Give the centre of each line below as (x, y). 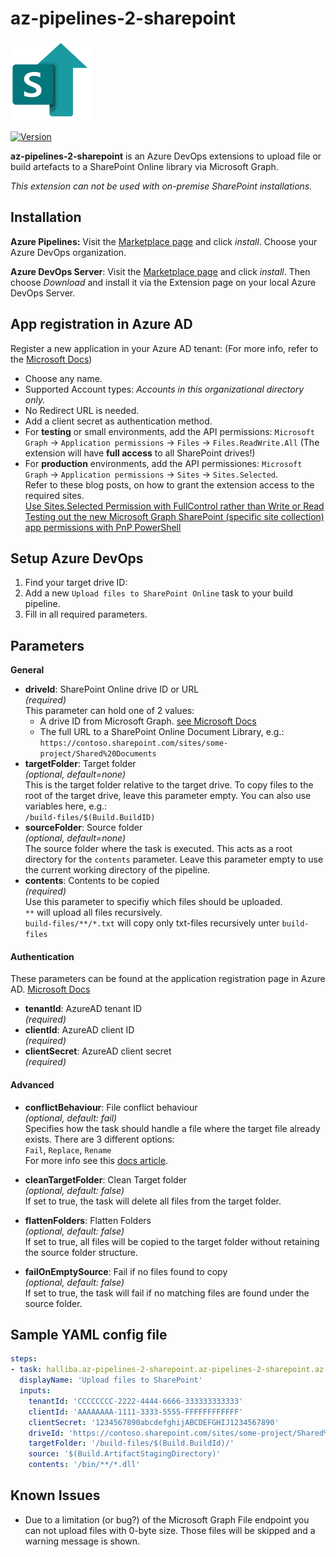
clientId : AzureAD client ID (79, 1030)
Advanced (32, 1084)
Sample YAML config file (89, 1334)
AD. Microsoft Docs (50, 989)
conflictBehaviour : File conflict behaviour (111, 1107)
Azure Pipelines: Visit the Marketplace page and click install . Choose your (164, 241)
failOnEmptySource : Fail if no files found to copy (126, 1271)
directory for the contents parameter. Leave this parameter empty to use (174, 859)
